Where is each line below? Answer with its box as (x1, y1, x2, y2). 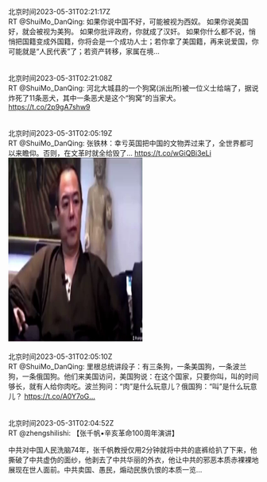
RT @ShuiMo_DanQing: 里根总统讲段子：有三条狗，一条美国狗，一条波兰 (8, 362, 247, 371)
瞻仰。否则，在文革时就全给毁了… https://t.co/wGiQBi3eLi (21, 148, 212, 157)
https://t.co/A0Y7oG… (23, 391, 95, 401)
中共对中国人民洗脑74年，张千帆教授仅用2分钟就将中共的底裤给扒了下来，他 (8, 445, 257, 454)
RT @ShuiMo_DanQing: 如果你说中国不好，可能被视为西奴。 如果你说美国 (8, 17, 249, 26)
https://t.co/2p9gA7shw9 (8, 102, 91, 111)
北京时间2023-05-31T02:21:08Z (8, 74, 113, 83)
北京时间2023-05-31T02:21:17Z (8, 7, 111, 16)
